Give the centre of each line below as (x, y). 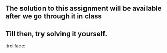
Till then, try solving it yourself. (56, 33)
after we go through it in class (54, 17)
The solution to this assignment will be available (84, 8)
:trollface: (15, 46)
